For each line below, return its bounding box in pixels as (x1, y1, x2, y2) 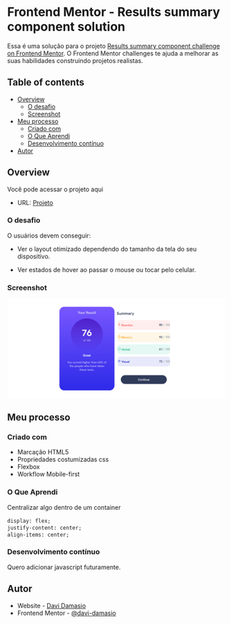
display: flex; (7, 517, 51, 524)
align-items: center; (7, 531, 70, 538)
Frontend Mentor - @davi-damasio (17, 609, 116, 617)
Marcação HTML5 (17, 448, 69, 456)
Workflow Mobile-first (17, 470, 80, 479)
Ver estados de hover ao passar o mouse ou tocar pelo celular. (17, 265, 196, 274)
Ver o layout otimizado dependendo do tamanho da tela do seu (17, 244, 197, 253)
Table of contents (7, 77, 84, 89)
